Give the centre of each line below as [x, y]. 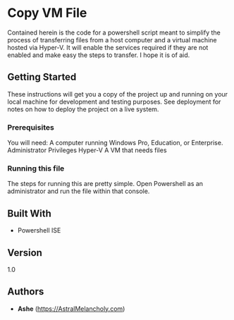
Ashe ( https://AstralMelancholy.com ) [71, 309]
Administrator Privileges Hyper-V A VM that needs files [87, 150]
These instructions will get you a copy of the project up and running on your [117, 94]
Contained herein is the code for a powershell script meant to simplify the [114, 32]
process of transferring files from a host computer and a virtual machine [112, 39]
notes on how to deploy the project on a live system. [83, 109]
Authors [26, 291]
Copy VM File [47, 13]
